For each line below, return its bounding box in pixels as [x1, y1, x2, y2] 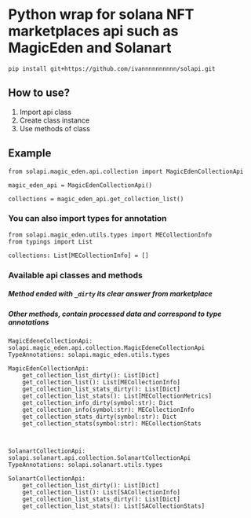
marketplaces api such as [8, 22, 179, 40]
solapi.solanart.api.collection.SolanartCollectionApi [8, 454, 191, 462]
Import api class [19, 107, 72, 116]
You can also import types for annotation [8, 213, 167, 224]
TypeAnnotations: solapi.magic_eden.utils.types [8, 351, 170, 359]
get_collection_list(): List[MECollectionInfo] [22, 379, 180, 387]
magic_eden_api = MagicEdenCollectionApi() [8, 181, 153, 189]
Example [8, 147, 52, 160]
